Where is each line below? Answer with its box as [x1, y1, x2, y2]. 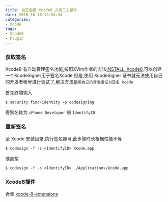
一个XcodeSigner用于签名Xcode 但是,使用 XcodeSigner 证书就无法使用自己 [5, 72, 163, 79]
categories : [5, 17, 31, 22]
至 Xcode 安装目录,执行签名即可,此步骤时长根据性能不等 [5, 136, 122, 142]
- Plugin [5, 36, 24, 41]
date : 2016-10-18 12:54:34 [5, 12, 63, 17]
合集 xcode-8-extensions [5, 191, 59, 197]
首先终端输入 [5, 90, 32, 96]
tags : [5, 26, 17, 32]
